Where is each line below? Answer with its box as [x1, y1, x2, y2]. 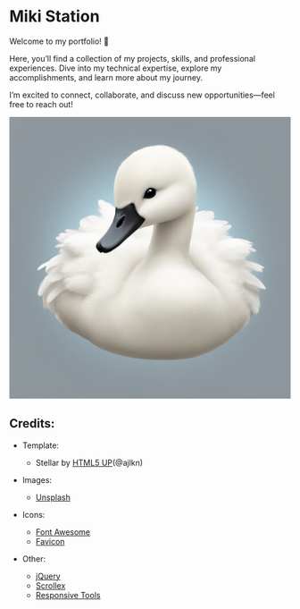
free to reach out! [9, 98, 73, 109]
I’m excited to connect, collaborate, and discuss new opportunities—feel [9, 89, 275, 100]
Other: [21, 553, 46, 564]
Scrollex [35, 579, 66, 591]
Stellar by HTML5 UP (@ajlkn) [35, 457, 144, 468]
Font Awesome [35, 526, 91, 537]
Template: [21, 440, 60, 451]
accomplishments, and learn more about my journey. [9, 72, 204, 82]
